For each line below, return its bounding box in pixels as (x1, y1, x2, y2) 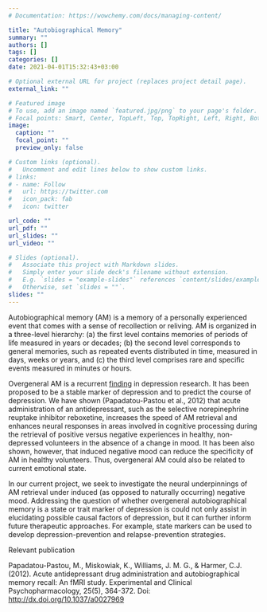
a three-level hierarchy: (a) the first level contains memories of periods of (8, 329, 249, 339)
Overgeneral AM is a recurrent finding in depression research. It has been (8, 379, 250, 388)
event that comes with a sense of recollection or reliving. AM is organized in (8, 320, 257, 331)
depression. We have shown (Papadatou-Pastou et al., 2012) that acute (8, 395, 241, 405)
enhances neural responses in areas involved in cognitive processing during (8, 421, 257, 430)
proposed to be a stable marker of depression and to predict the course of (8, 387, 252, 397)
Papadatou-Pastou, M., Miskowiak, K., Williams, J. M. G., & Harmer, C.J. (8, 560, 242, 570)
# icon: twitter (8, 202, 69, 211)
